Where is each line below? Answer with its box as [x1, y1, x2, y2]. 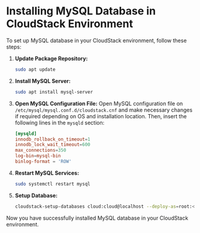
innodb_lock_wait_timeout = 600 [14, 142, 91, 148]
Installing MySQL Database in [6, 4, 156, 18]
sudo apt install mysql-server [14, 89, 93, 95]
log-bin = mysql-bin [14, 153, 61, 159]
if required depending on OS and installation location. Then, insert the [14, 112, 187, 120]
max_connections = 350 [14, 147, 66, 154]
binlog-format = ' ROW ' [14, 159, 72, 165]
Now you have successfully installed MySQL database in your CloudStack [6, 214, 189, 222]
